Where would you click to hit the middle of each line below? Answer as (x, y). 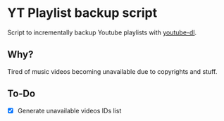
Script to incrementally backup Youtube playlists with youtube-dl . (102, 32)
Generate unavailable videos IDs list (69, 110)
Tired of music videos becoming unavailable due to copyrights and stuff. (112, 71)
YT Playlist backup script (82, 13)
